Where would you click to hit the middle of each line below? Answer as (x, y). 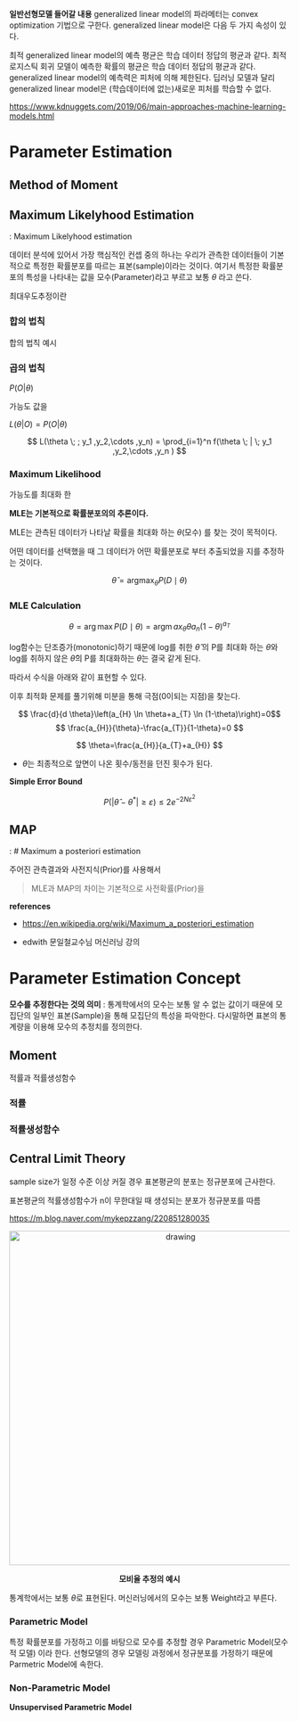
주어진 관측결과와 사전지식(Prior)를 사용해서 (85, 869)
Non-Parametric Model (60, 1687)
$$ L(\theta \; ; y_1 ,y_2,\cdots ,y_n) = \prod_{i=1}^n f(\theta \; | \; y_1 (149, 441)
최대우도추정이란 (38, 296)
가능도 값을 (28, 406)
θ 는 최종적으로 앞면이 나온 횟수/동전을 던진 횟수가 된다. (117, 763)
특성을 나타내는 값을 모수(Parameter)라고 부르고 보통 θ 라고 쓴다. (138, 277)
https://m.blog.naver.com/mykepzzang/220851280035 (110, 1218)
